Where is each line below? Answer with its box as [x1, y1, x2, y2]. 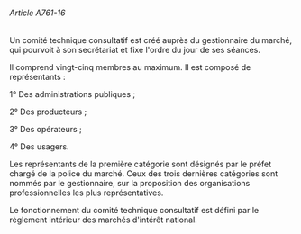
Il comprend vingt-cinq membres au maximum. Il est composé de [9, 62, 251, 73]
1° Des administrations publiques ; [9, 89, 136, 100]
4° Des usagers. [9, 141, 69, 152]
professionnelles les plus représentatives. [9, 187, 164, 198]
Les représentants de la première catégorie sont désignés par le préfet [9, 158, 272, 170]
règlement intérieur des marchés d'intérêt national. [9, 214, 198, 225]
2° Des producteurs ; [9, 106, 87, 117]
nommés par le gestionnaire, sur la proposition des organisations [9, 178, 251, 189]
